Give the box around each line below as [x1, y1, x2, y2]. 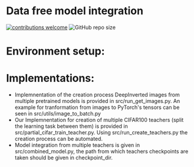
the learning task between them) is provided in [14, 123, 128, 130]
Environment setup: [6, 44, 105, 58]
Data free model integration [6, 4, 143, 18]
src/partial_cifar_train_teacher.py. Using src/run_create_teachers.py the [14, 129, 188, 136]
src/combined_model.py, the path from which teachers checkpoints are [14, 148, 189, 155]
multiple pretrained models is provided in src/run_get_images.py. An [14, 98, 180, 105]
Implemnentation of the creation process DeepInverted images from [14, 91, 180, 98]
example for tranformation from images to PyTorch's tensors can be [14, 104, 180, 111]
